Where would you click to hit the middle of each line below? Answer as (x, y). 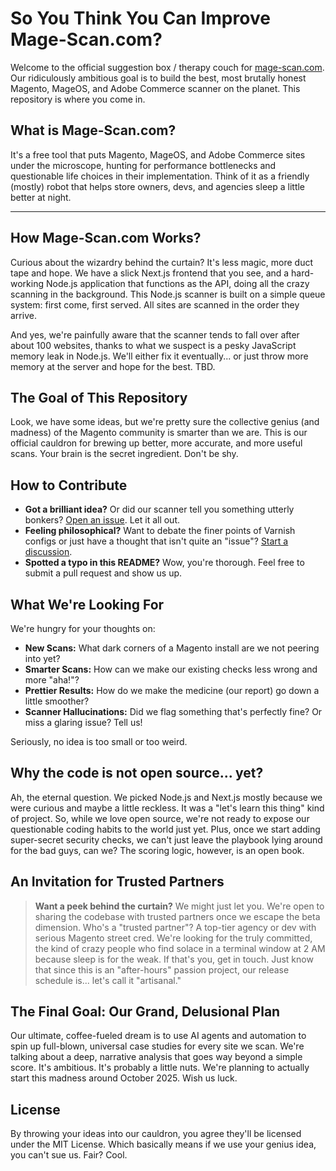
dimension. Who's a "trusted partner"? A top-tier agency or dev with (175, 927)
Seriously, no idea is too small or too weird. (99, 741)
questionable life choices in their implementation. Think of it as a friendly (160, 176)
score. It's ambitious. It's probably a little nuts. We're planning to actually (160, 1068)
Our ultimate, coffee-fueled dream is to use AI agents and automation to (158, 1036)
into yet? (42, 658)
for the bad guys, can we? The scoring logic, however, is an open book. (157, 850)
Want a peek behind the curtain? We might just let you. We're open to (179, 906)
